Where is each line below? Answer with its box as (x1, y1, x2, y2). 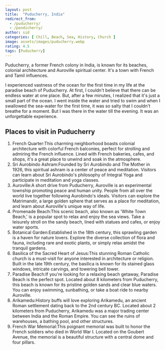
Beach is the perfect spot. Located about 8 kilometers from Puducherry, (12, 277, 159, 283)
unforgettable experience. (5, 113, 58, 119)
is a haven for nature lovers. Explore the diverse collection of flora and (12, 235, 155, 241)
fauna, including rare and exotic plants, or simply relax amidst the (12, 240, 145, 246)
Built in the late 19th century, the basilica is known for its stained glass (12, 261, 155, 267)
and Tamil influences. (5, 72, 49, 78)
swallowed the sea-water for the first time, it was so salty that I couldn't (5, 103, 151, 109)
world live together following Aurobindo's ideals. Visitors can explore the (12, 193, 160, 199)
